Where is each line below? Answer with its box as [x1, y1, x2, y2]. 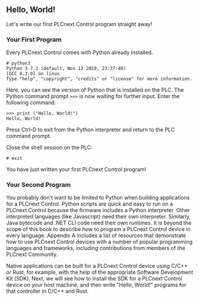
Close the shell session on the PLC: [6, 144, 93, 151]
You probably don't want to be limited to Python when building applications [6, 194, 190, 201]
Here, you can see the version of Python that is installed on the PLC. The [6, 86, 184, 94]
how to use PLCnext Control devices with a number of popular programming [6, 238, 193, 245]
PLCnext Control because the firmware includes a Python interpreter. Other [6, 207, 190, 214]
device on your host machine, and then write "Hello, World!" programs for [6, 282, 187, 289]
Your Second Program [6, 181, 71, 189]
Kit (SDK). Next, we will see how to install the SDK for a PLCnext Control [6, 275, 182, 282]
